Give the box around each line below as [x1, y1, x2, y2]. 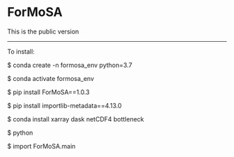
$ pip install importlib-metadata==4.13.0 [7, 101, 122, 110]
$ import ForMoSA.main [7, 142, 76, 150]
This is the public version [7, 27, 79, 36]
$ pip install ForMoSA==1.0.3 [7, 88, 90, 96]
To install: [7, 47, 35, 56]
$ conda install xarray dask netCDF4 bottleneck [7, 114, 144, 123]
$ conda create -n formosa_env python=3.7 [7, 61, 132, 69]
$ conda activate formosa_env [7, 74, 95, 82]
